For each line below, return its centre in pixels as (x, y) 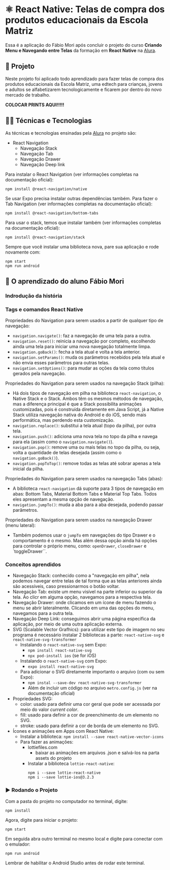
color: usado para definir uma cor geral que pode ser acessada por (90, 704)
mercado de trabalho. (28, 95)
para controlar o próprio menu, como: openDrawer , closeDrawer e (80, 546)
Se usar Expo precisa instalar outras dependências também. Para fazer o (81, 198)
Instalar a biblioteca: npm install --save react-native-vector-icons (92, 737)
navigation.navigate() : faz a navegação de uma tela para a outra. (82, 336)
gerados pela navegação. (39, 374)
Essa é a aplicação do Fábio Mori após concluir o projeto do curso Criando (84, 45)
